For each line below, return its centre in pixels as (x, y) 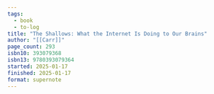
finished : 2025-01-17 (39, 73)
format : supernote (34, 80)
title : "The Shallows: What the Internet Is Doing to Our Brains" (107, 34)
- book (23, 20)
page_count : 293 (31, 47)
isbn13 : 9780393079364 (41, 60)
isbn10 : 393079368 (34, 54)
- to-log (27, 27)
